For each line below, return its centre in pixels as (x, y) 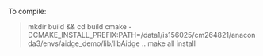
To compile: (27, 11)
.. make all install (169, 43)
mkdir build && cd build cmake (77, 26)
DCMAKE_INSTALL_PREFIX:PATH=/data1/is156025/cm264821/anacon (141, 35)
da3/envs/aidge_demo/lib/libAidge (84, 43)
